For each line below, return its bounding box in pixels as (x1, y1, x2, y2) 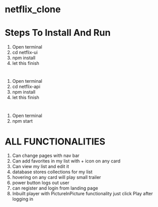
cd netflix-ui (12, 50, 38, 56)
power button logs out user (12, 180, 70, 186)
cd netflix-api (12, 83, 40, 90)
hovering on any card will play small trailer (12, 174, 101, 180)
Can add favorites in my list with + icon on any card (12, 158, 121, 164)
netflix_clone (5, 4, 61, 15)
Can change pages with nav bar (12, 152, 80, 159)
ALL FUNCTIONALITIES (5, 135, 106, 147)
